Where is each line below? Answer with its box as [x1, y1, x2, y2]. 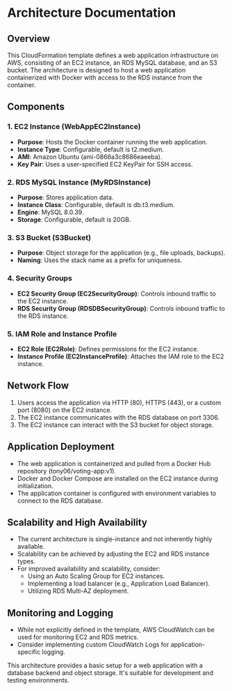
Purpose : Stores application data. [17, 193, 114, 202]
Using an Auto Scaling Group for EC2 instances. [27, 572, 165, 580]
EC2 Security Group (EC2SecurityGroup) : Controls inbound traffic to [17, 289, 217, 298]
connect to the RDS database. [17, 496, 103, 505]
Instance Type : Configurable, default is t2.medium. [17, 145, 165, 153]
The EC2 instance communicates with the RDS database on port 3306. [17, 413, 220, 421]
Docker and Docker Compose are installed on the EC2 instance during [17, 474, 219, 483]
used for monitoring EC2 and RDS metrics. [17, 633, 139, 641]
